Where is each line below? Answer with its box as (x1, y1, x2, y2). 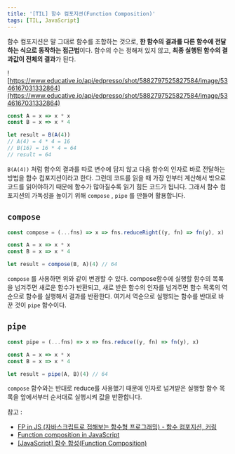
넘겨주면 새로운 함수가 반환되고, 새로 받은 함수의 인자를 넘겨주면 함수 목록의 (14, 283, 221, 292)
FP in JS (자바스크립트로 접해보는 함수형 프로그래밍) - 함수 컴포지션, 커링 (17, 423, 217, 431)
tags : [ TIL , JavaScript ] (7, 17, 80, 24)
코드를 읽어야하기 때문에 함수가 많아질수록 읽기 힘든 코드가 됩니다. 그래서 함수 (7, 182, 219, 191)
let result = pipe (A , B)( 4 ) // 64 (7, 370, 109, 377)
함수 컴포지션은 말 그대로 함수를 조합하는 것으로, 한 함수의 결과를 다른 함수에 (7, 37, 214, 46)
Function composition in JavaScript (17, 431, 120, 439)
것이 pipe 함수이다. (14, 301, 67, 310)
